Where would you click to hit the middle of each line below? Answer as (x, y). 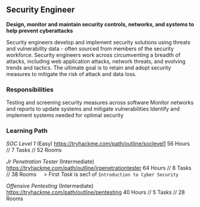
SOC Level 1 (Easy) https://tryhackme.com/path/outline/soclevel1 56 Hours (98, 144)
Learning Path (27, 131)
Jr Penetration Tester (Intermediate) (50, 162)
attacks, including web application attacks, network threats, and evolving (96, 61)
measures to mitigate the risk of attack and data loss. (71, 74)
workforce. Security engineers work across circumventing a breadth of (93, 55)
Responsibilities (30, 89)
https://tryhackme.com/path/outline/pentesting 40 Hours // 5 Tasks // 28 (96, 192)
